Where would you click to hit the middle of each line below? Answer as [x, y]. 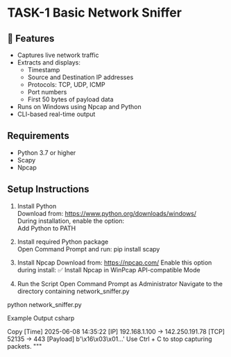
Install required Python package [63, 242]
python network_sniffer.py [44, 304]
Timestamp [44, 70]
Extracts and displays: [49, 63]
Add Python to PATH [46, 228]
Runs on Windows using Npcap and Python [79, 107]
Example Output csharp [41, 318]
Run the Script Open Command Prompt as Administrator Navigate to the [120, 283]
